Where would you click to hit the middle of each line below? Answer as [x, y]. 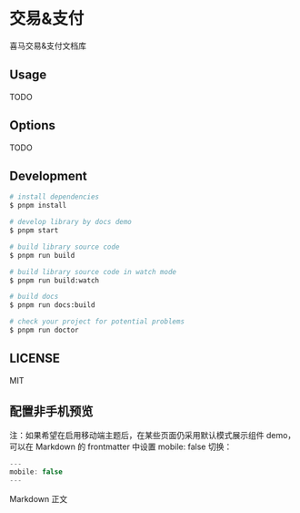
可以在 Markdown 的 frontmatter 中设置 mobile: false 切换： [121, 446]
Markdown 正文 [39, 499]
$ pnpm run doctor [44, 330]
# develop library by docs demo [70, 222]
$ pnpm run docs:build [52, 305]
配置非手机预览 [51, 411]
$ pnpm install [38, 206]
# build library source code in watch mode [93, 272]
